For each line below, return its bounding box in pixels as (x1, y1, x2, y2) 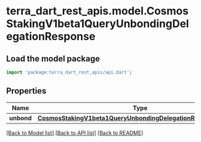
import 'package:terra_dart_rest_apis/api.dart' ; (6, 70, 133, 75)
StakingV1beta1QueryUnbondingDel (6, 17, 190, 31)
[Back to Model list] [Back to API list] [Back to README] (6, 129, 144, 136)
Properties (6, 86, 47, 96)
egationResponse (6, 30, 96, 43)
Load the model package (6, 53, 100, 64)
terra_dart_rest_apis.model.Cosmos (6, 4, 189, 18)
